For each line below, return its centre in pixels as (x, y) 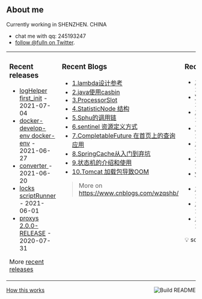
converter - (36, 166)
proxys (29, 218)
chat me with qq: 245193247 (50, 36)
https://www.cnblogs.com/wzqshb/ (129, 193)
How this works (26, 290)
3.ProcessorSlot (95, 100)
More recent (26, 262)
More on (91, 186)
